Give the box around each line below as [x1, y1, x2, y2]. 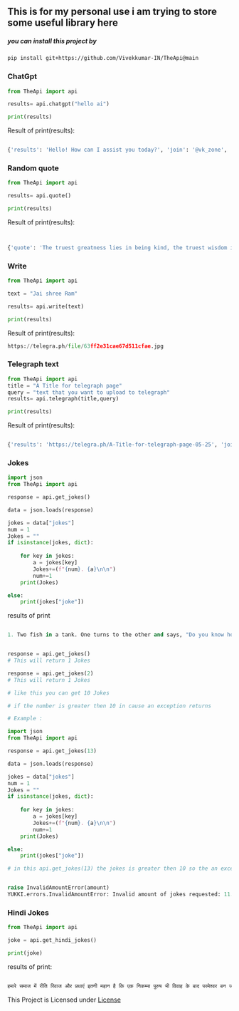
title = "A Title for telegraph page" [7, 382, 122, 389]
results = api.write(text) [7, 303, 84, 310]
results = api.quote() [7, 192, 72, 199]
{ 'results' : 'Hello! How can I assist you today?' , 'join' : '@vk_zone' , [7, 146, 228, 154]
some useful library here [7, 17, 119, 29]
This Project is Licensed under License [7, 995, 121, 1004]
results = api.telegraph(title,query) [7, 395, 119, 403]
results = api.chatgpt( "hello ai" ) [7, 100, 110, 108]
